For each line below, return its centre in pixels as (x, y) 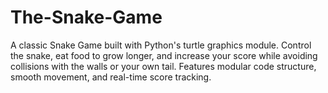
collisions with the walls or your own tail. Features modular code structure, (163, 66)
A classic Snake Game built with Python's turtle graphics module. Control (161, 45)
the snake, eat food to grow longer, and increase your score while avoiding (164, 55)
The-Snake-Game (86, 17)
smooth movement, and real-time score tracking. (111, 77)
